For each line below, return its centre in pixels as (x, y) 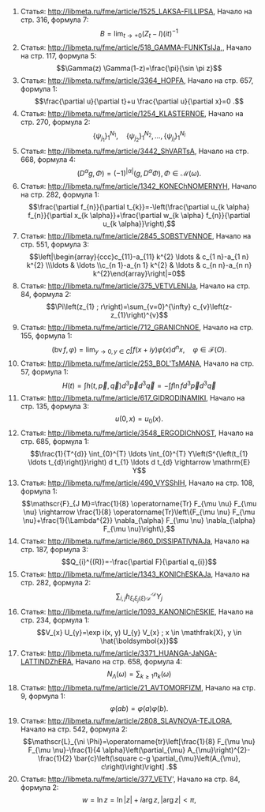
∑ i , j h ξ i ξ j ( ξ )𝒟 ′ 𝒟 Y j (139, 597)
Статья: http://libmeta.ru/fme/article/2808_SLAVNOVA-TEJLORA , (126, 721)
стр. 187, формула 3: (54, 549)
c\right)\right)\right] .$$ (139, 767)
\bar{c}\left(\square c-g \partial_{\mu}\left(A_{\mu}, (157, 758)
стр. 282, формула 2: (56, 582)
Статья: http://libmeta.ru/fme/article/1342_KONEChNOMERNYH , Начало (138, 186)
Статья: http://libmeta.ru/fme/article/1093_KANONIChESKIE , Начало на (137, 611)
